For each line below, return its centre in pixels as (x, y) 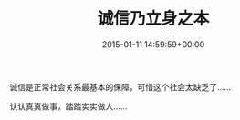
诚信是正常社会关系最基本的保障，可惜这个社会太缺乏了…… (120, 86)
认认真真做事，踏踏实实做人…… (68, 106)
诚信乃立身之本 (153, 19)
